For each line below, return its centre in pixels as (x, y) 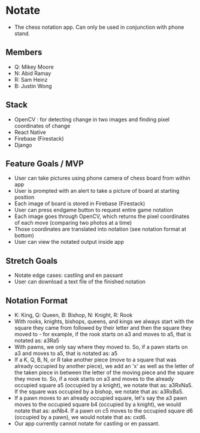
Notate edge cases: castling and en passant (69, 275)
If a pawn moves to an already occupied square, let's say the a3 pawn (101, 398)
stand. (22, 33)
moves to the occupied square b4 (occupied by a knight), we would (98, 404)
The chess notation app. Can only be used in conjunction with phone (99, 27)
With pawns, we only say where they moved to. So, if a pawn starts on (101, 347)
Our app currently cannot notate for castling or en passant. (87, 423)
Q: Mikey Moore (34, 67)
